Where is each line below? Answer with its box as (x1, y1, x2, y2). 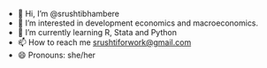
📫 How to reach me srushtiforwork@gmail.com (17, 37, 192, 48)
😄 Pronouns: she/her (17, 49, 95, 60)
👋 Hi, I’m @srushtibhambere (17, 9, 120, 19)
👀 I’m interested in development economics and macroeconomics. (17, 18, 259, 28)
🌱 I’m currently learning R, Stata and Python (17, 27, 177, 37)
